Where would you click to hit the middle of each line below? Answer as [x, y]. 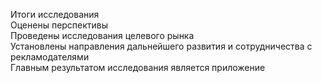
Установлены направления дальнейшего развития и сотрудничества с [161, 46]
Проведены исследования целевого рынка [102, 35]
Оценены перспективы [59, 25]
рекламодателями [50, 57]
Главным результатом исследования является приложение [138, 67]
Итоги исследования [55, 14]
